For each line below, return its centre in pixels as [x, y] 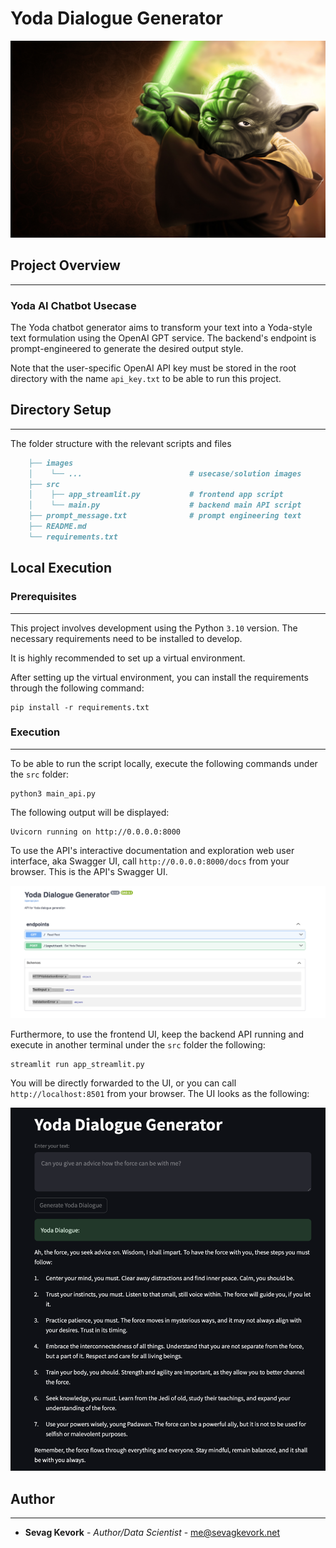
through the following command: [77, 688]
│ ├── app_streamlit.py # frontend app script [156, 495]
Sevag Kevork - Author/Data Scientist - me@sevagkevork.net [152, 1532]
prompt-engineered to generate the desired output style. [127, 349]
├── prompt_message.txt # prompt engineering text [165, 516]
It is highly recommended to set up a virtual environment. [128, 658]
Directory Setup [61, 410]
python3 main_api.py [53, 793]
